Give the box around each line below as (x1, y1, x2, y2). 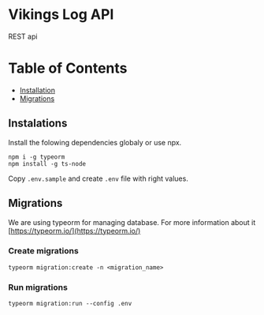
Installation (19, 85, 56, 95)
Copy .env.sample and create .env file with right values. (8, 174, 189, 183)
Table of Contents (8, 59, 128, 77)
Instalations (8, 117, 68, 130)
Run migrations (8, 282, 69, 293)
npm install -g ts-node (8, 159, 87, 167)
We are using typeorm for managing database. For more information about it (8, 217, 256, 227)
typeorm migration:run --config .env (8, 300, 132, 308)
